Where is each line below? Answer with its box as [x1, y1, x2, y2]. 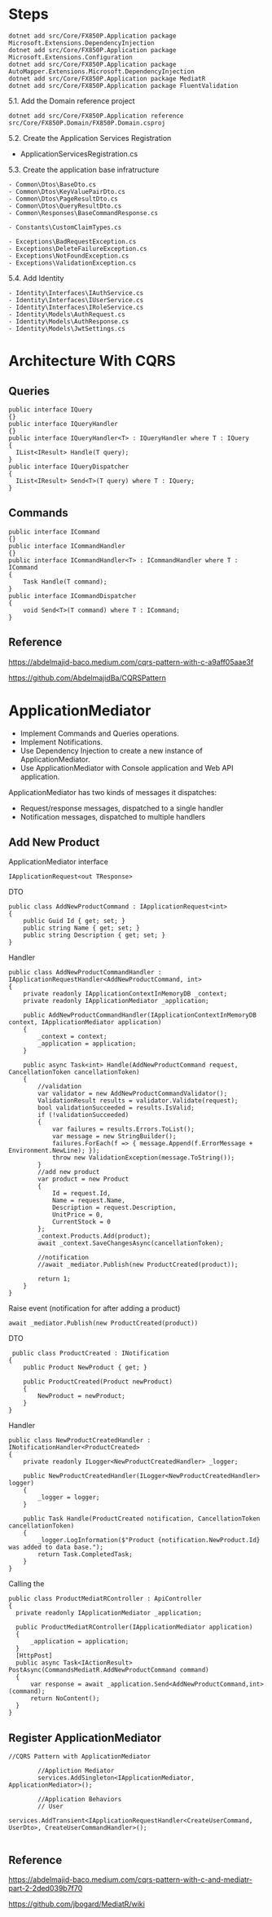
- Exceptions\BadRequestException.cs [8, 237, 137, 245]
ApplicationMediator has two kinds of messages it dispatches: [8, 787, 217, 797]
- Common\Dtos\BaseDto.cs [8, 180, 96, 188]
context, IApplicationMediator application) [8, 1018, 162, 1027]
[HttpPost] [15, 1651, 53, 1660]
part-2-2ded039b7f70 [8, 1883, 83, 1893]
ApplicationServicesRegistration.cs [20, 148, 138, 159]
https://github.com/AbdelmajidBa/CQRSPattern [8, 673, 167, 683]
